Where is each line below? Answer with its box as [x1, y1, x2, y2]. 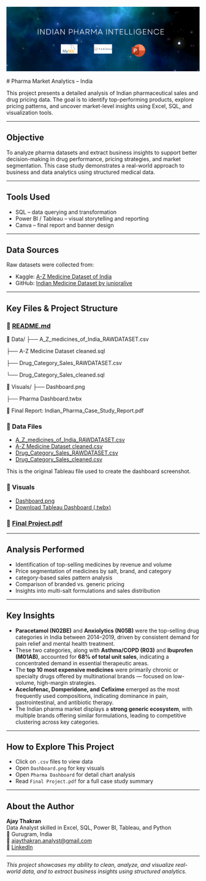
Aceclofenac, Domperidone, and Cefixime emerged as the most [15, 686, 180, 693]
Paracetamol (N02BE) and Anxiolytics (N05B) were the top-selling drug [15, 627, 199, 634]
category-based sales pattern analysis [15, 574, 113, 581]
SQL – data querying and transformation [15, 208, 117, 216]
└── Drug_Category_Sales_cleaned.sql [6, 371, 105, 378]
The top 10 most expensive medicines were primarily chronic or [15, 666, 179, 673]
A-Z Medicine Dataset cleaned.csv [15, 443, 103, 450]
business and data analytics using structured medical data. [6, 168, 155, 176]
